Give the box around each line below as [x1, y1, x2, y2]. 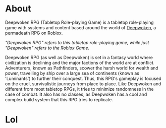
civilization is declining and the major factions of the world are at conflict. [5, 60, 155, 65]
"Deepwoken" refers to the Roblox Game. [5, 45, 90, 51]
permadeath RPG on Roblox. [5, 30, 63, 36]
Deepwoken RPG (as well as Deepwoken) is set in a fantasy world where [5, 54, 153, 60]
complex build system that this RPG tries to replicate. [5, 96, 113, 102]
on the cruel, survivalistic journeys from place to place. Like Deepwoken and [5, 80, 161, 87]
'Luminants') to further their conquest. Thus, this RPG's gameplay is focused [5, 75, 162, 81]
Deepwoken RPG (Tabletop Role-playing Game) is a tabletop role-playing [5, 19, 154, 25]
